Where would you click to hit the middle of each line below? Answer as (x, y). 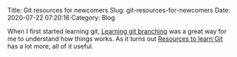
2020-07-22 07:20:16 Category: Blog (61, 18)
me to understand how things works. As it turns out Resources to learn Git (115, 39)
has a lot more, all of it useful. (51, 46)
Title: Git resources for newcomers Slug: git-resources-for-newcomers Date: (119, 10)
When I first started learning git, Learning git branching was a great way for (117, 31)
